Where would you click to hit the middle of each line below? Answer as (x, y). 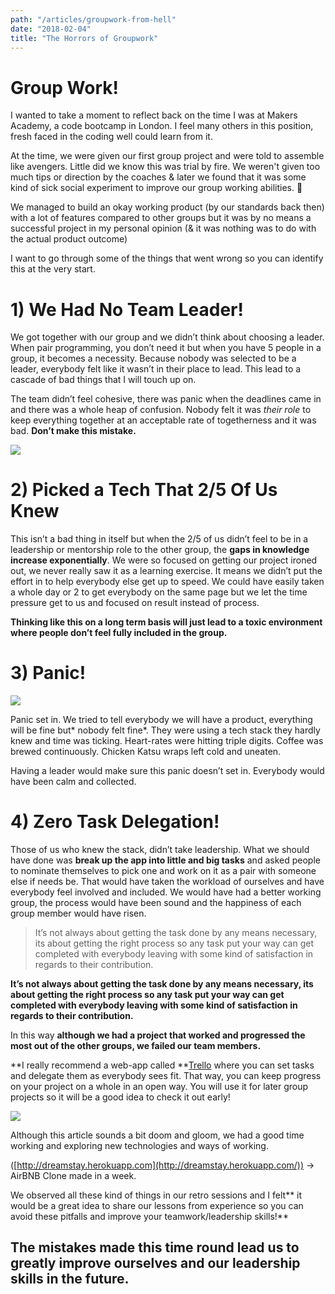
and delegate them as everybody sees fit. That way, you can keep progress (166, 1076)
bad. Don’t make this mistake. (73, 431)
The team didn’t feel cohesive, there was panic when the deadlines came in (166, 399)
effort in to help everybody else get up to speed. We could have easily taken (167, 582)
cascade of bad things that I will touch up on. (103, 380)
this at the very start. (53, 269)
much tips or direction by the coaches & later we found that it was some (158, 177)
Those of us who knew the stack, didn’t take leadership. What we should (160, 850)
